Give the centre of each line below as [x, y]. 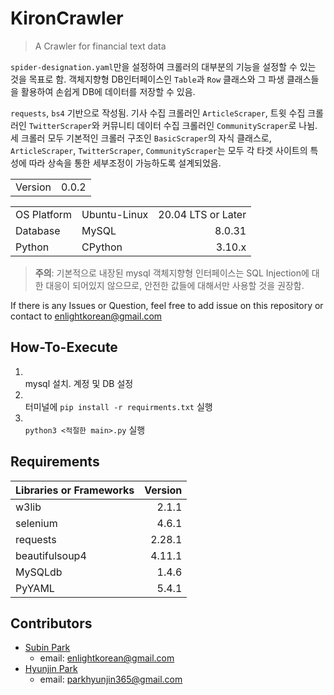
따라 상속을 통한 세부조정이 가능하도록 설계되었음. [125, 163]
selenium [36, 523]
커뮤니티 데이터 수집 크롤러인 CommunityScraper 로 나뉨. [209, 125]
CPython [102, 247]
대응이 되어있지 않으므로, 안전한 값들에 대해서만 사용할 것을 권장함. [175, 285]
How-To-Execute [64, 347]
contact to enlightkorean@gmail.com [86, 316]
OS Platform [44, 214]
